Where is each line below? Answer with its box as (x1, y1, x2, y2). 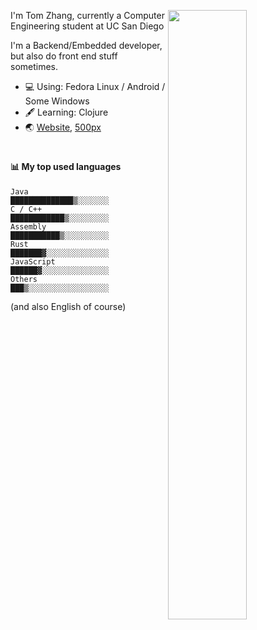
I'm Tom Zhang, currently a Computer (10, 10, 165, 21)
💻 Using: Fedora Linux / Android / (24, 81, 166, 92)
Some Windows (24, 95, 90, 107)
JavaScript (10, 256, 56, 267)
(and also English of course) (10, 300, 127, 312)
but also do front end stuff (10, 50, 118, 62)
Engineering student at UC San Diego (10, 20, 165, 32)
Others (10, 274, 38, 284)
